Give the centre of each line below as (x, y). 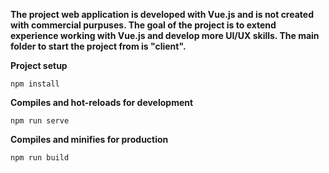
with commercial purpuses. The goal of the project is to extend (143, 25)
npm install (35, 84)
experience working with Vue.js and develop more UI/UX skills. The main (165, 35)
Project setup (39, 65)
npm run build (40, 158)
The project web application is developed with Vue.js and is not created (162, 14)
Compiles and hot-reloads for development (102, 102)
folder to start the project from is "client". (98, 46)
